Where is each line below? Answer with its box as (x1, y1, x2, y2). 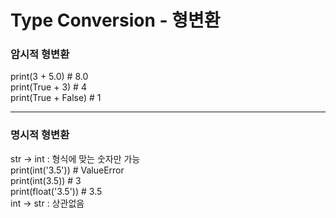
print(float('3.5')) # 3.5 (10, 185, 103, 197)
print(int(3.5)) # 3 (10, 174, 82, 186)
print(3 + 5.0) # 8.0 (10, 71, 89, 83)
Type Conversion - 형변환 (10, 9, 221, 32)
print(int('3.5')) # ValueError (10, 164, 125, 176)
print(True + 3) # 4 (10, 81, 87, 93)
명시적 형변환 (10, 128, 70, 142)
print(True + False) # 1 (10, 92, 102, 104)
